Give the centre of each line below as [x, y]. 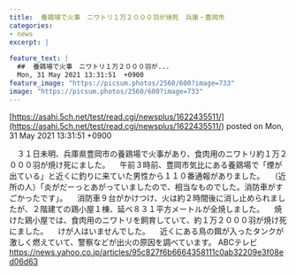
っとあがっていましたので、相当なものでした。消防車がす [179, 187]
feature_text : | [39, 58]
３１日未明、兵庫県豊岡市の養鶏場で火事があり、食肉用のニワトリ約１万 [148, 153]
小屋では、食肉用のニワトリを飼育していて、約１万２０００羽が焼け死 [159, 220]
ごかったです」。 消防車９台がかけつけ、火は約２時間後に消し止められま [144, 198]
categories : [31, 26]
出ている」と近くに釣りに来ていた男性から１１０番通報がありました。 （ [144, 176]
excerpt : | [29, 42]
